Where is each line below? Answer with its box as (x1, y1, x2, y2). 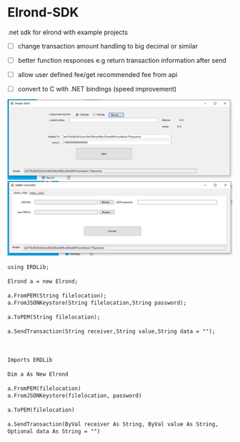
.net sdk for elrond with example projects (7, 28, 129, 36)
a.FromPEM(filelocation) (7, 385, 81, 393)
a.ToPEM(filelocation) (7, 406, 75, 414)
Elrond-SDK (7, 4, 79, 21)
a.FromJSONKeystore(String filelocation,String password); (7, 299, 187, 307)
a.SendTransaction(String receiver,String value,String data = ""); (7, 328, 216, 336)
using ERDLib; (7, 263, 50, 271)
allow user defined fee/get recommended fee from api (17, 71, 178, 79)
